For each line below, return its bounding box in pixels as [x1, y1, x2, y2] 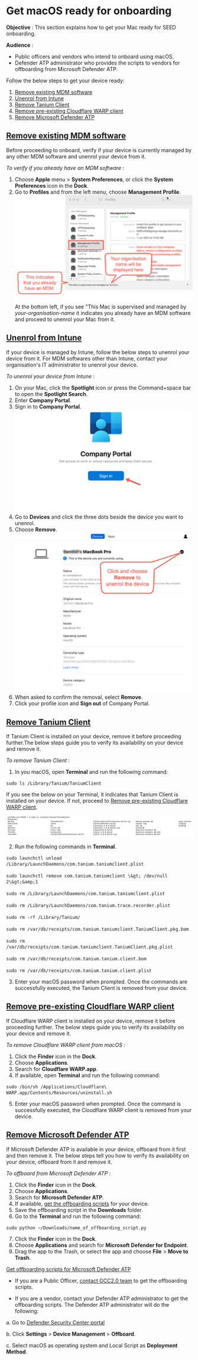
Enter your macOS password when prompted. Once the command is [14, 1100, 181, 1107]
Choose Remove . [14, 526, 57, 533]
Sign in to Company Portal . [14, 403, 82, 410]
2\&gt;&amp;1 [6, 879, 38, 885]
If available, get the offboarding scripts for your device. [14, 1200, 150, 1207]
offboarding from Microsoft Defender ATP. [14, 65, 118, 72]
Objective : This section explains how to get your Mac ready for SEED [6, 24, 176, 31]
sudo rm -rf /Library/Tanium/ [6, 915, 81, 921]
